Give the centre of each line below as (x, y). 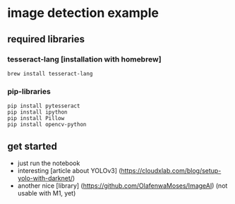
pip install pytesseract (44, 106)
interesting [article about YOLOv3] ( (69, 170)
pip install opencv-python (47, 125)
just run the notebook (49, 163)
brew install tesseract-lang (50, 73)
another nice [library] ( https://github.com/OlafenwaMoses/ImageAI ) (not (122, 186)
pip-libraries (29, 91)
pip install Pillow (36, 119)
